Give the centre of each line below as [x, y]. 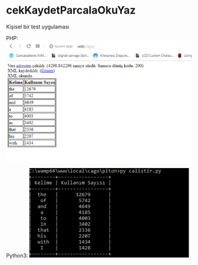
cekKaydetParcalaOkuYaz [71, 10]
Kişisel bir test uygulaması [38, 27]
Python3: [17, 256]
